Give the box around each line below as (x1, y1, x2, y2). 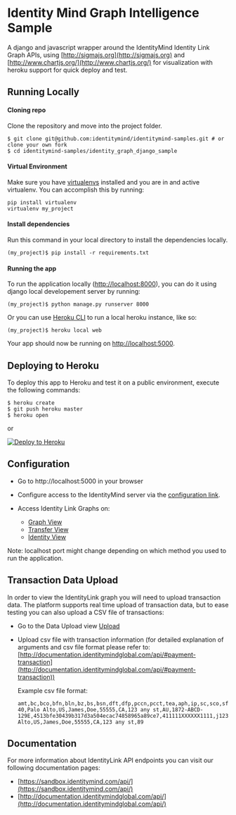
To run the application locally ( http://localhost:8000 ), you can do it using (7, 280, 217, 288)
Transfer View (27, 525, 69, 533)
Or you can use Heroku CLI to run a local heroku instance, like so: (7, 313, 197, 322)
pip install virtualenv (7, 199, 77, 206)
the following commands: (7, 385, 81, 394)
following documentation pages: (7, 764, 100, 772)
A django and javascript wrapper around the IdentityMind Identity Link (7, 43, 210, 51)
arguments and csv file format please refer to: (17, 642, 151, 651)
